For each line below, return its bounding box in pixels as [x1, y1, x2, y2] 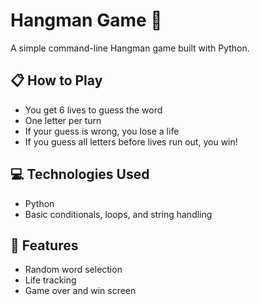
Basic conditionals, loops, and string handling [24, 208, 213, 220]
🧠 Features [10, 237, 79, 254]
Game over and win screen [24, 285, 137, 297]
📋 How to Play [10, 72, 103, 89]
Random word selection [24, 264, 123, 276]
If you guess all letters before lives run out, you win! [24, 135, 238, 148]
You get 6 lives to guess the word [24, 104, 163, 116]
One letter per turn [24, 114, 102, 126]
